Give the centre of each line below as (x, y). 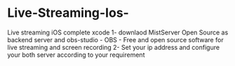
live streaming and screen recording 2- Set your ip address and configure (113, 47)
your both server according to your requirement (76, 55)
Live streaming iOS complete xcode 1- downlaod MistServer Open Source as (118, 32)
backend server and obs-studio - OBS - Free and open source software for (115, 39)
